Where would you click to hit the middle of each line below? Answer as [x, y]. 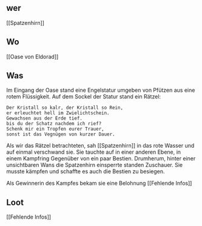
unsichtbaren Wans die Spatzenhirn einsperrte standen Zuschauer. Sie [95, 165]
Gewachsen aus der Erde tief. [45, 118]
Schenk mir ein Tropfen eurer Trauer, [55, 129]
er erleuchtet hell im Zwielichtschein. [58, 113]
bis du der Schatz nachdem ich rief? [54, 124]
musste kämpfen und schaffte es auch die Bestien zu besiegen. [86, 171]
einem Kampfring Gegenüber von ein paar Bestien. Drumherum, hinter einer [101, 159]
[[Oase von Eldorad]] [32, 56]
